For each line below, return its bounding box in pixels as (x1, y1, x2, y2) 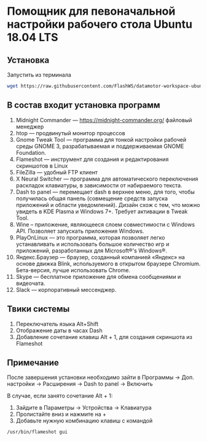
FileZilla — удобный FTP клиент (15, 168, 98, 176)
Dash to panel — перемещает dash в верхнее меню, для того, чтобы (15, 188, 195, 195)
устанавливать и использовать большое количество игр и (15, 240, 170, 248)
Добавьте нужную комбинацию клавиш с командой (15, 417, 153, 424)
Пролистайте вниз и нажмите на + (15, 410, 107, 418)
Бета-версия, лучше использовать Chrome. (15, 266, 131, 274)
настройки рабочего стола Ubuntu (7, 17, 193, 31)
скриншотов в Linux (15, 162, 68, 170)
